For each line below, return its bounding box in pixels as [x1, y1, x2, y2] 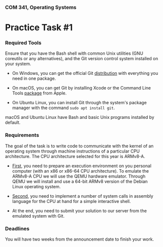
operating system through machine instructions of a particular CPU [5, 148, 140, 154]
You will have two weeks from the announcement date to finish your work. [5, 236, 154, 242]
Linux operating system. [12, 183, 61, 189]
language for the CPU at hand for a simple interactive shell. [12, 198, 131, 204]
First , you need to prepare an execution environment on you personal [12, 163, 152, 169]
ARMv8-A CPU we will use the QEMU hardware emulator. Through [12, 173, 145, 179]
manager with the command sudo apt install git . [12, 105, 115, 111]
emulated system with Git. [12, 213, 65, 219]
